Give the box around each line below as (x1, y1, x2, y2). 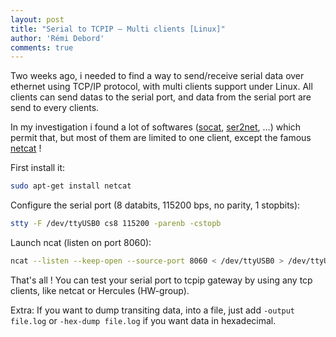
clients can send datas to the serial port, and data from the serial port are (10, 91, 312, 103)
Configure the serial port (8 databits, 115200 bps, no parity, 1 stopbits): (10, 199, 301, 211)
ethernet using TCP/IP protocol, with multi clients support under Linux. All (10, 81, 313, 93)
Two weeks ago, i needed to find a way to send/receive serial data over (10, 70, 305, 82)
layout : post (10, 14, 65, 25)
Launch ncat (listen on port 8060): (10, 237, 152, 248)
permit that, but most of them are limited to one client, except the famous (10, 132, 312, 144)
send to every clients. (10, 102, 100, 114)
